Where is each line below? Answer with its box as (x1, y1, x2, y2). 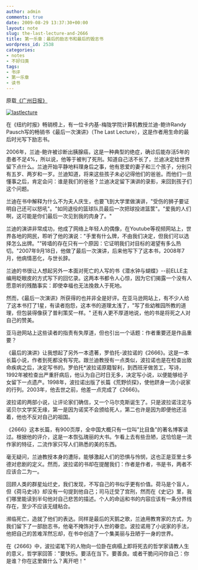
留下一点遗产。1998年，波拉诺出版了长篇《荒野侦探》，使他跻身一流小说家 (11, 379, 191, 386)
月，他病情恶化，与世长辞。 (6, 255, 74, 262)
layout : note (6, 25, 38, 31)
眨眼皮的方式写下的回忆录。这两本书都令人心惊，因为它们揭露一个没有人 (16, 275, 192, 281)
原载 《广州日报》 (6, 97, 48, 104)
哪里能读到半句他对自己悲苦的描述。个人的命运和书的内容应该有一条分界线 (11, 496, 192, 502)
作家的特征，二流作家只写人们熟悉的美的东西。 (6, 441, 120, 448)
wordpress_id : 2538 (6, 42, 54, 48)
